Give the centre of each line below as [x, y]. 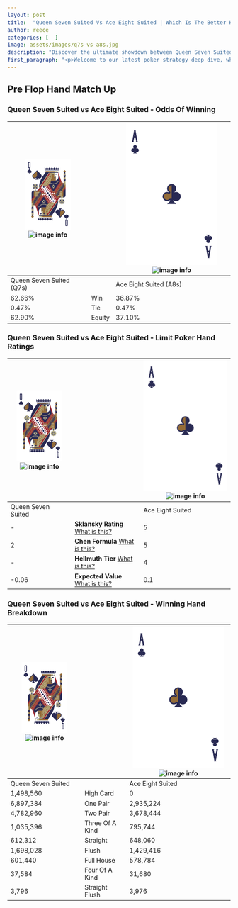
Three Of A [101, 823]
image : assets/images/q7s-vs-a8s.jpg [63, 45]
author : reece [28, 30]
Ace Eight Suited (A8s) [149, 284]
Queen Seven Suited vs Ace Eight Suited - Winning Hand [107, 604]
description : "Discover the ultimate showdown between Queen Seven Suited [120, 52]
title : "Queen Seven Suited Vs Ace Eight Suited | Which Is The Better [117, 22]
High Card [100, 793]
